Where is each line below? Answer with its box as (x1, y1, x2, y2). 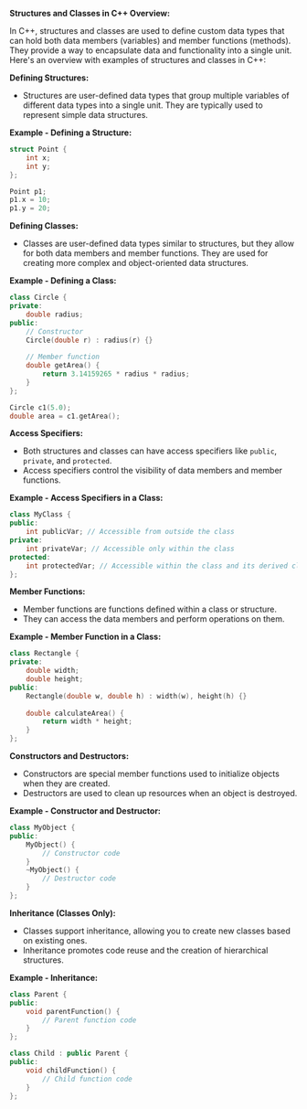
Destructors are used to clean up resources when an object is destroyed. (22, 788, 298, 798)
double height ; (26, 675, 84, 684)
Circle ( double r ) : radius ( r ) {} (26, 336, 153, 345)
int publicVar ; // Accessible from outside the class (26, 528, 235, 537)
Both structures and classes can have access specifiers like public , (22, 445, 277, 456)
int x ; (26, 153, 51, 163)
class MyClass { (9, 510, 71, 519)
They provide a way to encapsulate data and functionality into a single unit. (9, 45, 292, 56)
